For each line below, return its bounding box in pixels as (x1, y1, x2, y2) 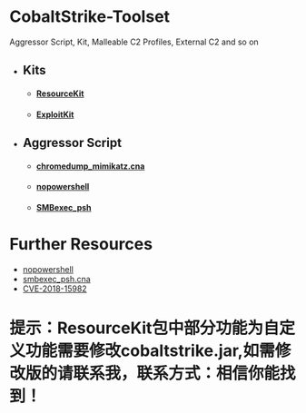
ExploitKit (35, 109, 74, 120)
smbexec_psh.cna (22, 273, 91, 284)
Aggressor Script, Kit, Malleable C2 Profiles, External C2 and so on (9, 36, 259, 47)
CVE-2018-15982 (22, 283, 88, 294)
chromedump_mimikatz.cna (35, 161, 145, 172)
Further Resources (9, 233, 153, 254)
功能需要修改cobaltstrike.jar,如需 (25, 340, 275, 360)
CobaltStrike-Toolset (9, 6, 171, 27)
